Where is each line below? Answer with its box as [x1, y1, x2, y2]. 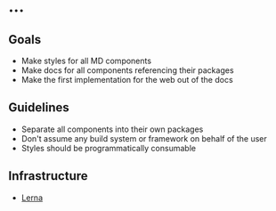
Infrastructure [8, 168, 88, 183]
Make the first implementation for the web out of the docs [20, 75, 233, 85]
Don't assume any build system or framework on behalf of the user [20, 133, 268, 143]
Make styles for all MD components [20, 55, 152, 66]
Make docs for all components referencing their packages [20, 65, 234, 76]
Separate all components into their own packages [20, 124, 204, 134]
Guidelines [8, 100, 69, 116]
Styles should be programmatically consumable [20, 142, 197, 153]
